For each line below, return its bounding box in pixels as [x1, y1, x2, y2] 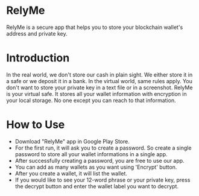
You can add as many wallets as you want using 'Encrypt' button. [14, 163, 177, 171]
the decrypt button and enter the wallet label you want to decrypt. [14, 182, 179, 190]
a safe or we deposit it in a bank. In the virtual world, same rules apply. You [6, 77, 193, 84]
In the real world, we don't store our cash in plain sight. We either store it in [6, 71, 193, 78]
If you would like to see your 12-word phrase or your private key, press [14, 176, 191, 183]
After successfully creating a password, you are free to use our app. [14, 157, 185, 164]
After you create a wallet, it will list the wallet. [14, 169, 128, 177]
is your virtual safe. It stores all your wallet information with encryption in [6, 90, 187, 97]
